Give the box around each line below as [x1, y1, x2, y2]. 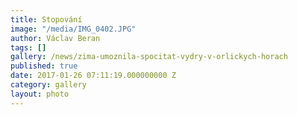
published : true [10, 61, 78, 71]
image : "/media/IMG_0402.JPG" [10, 24, 137, 34]
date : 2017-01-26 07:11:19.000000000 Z [10, 71, 177, 81]
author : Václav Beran [10, 33, 101, 43]
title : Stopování [10, 14, 83, 25]
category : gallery [10, 80, 87, 90]
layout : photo [10, 89, 70, 99]
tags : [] [10, 42, 47, 53]
